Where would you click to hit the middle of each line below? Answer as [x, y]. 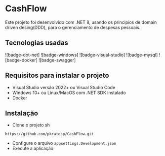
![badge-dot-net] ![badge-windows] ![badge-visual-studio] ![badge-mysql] [82, 55]
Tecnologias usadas [37, 43]
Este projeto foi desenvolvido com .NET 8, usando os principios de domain [81, 22]
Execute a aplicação [33, 149]
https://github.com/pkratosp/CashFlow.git [49, 134]
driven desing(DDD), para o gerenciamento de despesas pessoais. [73, 27]
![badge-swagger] [57, 60]
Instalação [22, 113]
